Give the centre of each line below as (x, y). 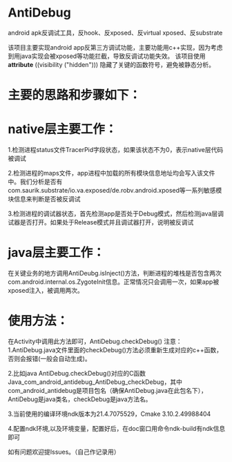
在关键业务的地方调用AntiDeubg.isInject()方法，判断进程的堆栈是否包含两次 (115, 273)
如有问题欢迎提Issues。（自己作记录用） (64, 452)
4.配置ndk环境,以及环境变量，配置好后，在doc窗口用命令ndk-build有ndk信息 (117, 428)
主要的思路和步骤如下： (75, 95)
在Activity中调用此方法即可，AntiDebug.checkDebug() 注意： (95, 341)
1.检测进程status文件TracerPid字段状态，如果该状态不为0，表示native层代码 (116, 150)
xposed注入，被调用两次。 (46, 290)
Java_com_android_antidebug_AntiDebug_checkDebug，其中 (95, 382)
